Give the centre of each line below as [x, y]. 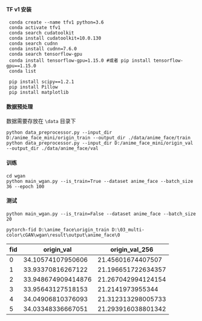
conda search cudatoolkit [41, 33]
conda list [22, 71]
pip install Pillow [34, 87]
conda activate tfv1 [35, 28]
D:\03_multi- [128, 230]
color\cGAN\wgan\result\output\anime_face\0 [63, 235]
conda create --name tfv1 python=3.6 [56, 22]
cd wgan [16, 176]
